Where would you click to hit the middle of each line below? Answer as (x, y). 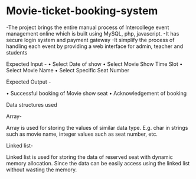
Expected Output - (29, 82)
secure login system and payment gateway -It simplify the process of (90, 40)
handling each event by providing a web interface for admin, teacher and (95, 46)
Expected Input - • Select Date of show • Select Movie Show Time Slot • (94, 64)
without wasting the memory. (42, 170)
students (17, 52)
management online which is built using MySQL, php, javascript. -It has (93, 33)
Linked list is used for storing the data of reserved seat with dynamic (89, 157)
